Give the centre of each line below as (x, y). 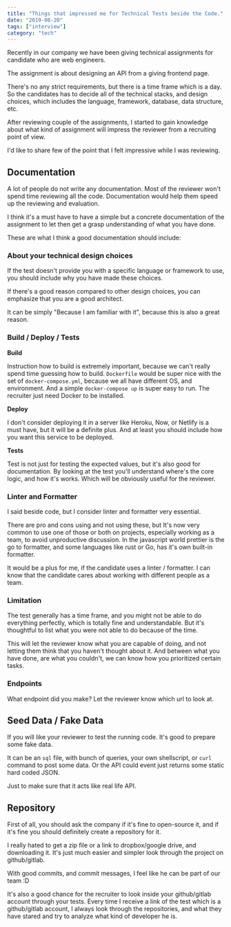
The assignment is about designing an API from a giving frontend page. (109, 73)
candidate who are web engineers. (56, 60)
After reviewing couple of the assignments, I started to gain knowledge (108, 123)
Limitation (24, 600)
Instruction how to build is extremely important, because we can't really (109, 366)
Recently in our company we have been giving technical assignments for (110, 53)
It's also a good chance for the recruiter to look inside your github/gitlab (109, 894)
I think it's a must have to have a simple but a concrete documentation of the (116, 217)
